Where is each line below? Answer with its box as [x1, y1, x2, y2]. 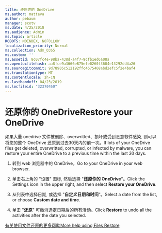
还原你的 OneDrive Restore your [5, 107, 133, 117]
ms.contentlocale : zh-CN [5, 75, 55, 80]
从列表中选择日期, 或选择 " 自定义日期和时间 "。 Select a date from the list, [12, 192, 158, 197]
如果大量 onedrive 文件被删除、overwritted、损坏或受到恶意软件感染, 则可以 [5, 134, 157, 140]
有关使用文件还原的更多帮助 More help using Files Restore [5, 222, 120, 229]
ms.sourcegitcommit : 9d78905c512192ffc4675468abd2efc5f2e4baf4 [5, 66, 136, 71]
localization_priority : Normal [5, 43, 68, 48]
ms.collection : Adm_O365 [5, 48, 55, 53]
